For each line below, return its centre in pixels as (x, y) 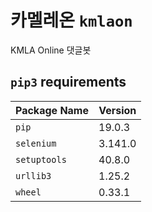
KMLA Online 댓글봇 (51, 50)
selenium (36, 143)
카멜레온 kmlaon (71, 20)
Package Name (52, 110)
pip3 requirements (68, 82)
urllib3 (33, 175)
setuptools (41, 159)
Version (117, 110)
